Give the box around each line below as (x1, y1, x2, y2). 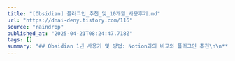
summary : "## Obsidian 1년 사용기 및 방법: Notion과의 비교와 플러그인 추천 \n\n (7, 43, 222, 50)
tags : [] (7, 36, 33, 43)
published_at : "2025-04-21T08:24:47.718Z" (7, 29, 133, 37)
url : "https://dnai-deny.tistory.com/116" (7, 17, 133, 24)
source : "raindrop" (7, 23, 64, 30)
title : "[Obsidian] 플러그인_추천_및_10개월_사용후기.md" (7, 10, 161, 18)
